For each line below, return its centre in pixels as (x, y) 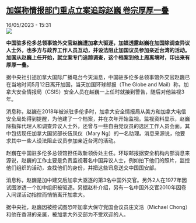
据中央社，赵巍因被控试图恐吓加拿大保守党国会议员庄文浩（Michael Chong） (97, 207)
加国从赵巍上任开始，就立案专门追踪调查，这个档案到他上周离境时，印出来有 (98, 57)
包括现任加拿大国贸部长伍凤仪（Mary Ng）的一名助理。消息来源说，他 (95, 133)
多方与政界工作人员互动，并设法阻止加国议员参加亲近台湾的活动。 (111, 50)
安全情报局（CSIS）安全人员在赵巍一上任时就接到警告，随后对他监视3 (100, 92)
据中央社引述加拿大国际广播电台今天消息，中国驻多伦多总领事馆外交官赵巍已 (98, 77)
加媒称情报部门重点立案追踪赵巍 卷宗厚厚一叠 (87, 11)
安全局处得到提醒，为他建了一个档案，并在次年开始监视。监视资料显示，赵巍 (98, 119)
